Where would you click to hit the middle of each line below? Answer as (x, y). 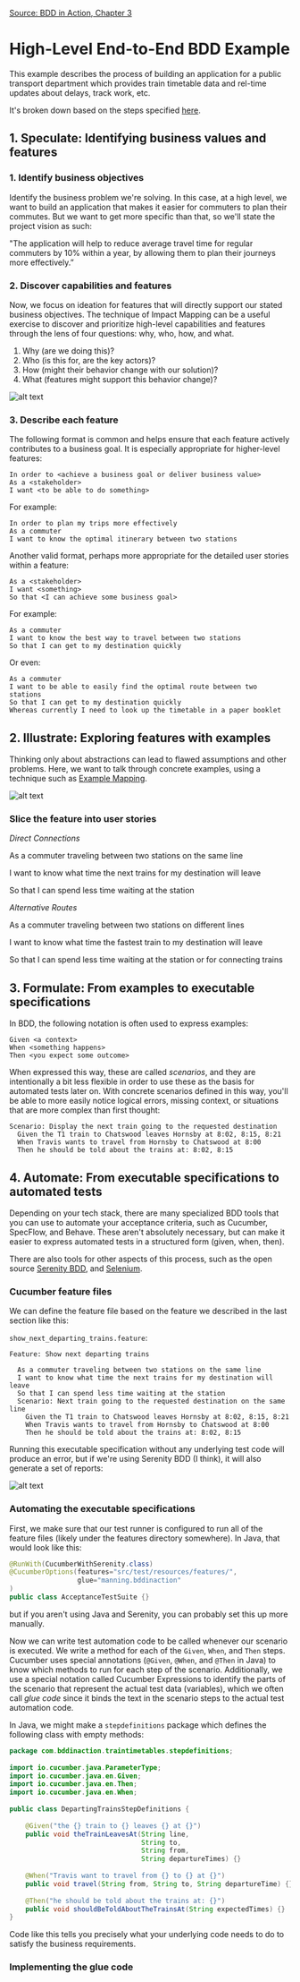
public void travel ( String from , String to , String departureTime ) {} (159, 1884)
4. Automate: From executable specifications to (144, 1178)
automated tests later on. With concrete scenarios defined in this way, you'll (149, 1091)
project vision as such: (50, 226)
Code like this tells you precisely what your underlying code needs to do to (146, 1935)
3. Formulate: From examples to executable (132, 988)
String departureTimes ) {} (192, 1859)
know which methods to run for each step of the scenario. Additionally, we (146, 1670)
